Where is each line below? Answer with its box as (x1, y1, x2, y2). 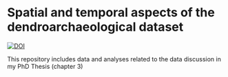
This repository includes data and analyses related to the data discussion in (7, 55, 222, 63)
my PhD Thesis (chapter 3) (7, 62, 83, 70)
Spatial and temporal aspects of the (7, 5, 215, 20)
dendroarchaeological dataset (7, 19, 184, 35)
